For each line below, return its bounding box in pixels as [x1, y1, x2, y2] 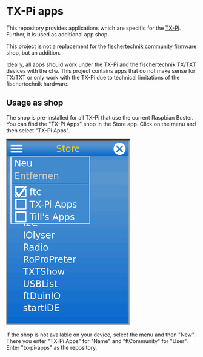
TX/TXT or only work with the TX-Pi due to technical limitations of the [6, 73, 180, 81]
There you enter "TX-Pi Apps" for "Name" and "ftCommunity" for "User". [6, 337, 188, 344]
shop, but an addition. [6, 49, 61, 56]
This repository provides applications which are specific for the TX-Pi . [6, 24, 181, 32]
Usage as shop [6, 98, 64, 108]
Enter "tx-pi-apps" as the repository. [6, 344, 98, 351]
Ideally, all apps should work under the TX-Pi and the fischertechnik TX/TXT [6, 61, 197, 68]
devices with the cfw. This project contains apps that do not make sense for [6, 67, 196, 74]
